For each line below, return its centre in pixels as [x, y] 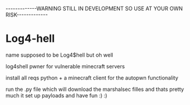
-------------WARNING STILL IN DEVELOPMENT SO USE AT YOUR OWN [94, 9]
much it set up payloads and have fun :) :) [56, 95]
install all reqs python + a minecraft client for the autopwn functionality [92, 78]
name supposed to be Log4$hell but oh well [59, 55]
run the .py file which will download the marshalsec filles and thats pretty [95, 89]
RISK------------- [27, 15]
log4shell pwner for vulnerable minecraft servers [65, 66]
